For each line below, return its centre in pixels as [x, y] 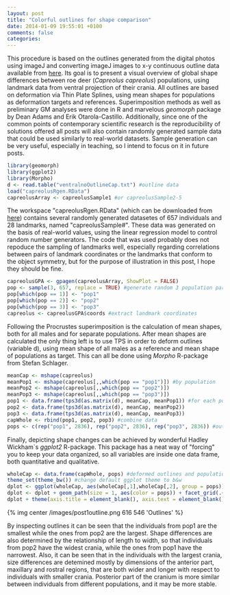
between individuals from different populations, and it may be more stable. [112, 584]
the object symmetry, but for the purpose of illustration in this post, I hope [111, 262]
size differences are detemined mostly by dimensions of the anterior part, [111, 562]
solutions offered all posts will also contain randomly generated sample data [114, 132]
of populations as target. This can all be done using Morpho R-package [108, 355]
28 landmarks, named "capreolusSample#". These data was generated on [111, 225]
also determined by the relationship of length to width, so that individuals [110, 540]
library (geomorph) [33, 166]
